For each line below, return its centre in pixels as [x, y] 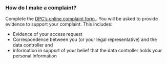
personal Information [35, 56]
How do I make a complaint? [41, 8]
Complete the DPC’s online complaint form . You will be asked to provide [82, 19]
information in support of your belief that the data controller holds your [87, 51]
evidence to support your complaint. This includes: [59, 24]
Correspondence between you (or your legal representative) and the [85, 39]
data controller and [33, 45]
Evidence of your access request [48, 34]
